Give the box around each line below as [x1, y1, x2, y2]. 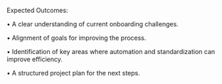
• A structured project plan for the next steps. [6, 69, 140, 77]
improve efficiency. [6, 55, 63, 63]
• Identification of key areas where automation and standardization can [6, 48, 216, 56]
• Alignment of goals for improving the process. [6, 33, 147, 42]
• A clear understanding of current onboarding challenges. [6, 20, 179, 28]
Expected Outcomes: [6, 6, 68, 14]
